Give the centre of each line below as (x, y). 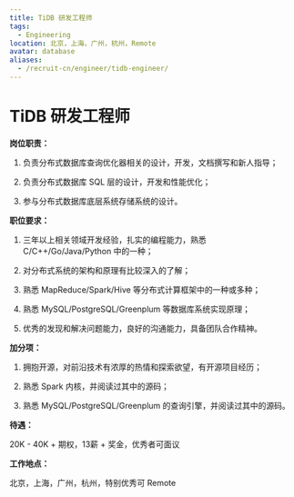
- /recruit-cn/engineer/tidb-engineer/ (93, 69)
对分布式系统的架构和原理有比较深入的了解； (106, 270)
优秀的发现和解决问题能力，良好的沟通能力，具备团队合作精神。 (142, 328)
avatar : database (42, 52)
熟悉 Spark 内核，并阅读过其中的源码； (96, 386)
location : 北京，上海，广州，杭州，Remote (83, 43)
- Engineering (44, 35)
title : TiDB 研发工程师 (51, 18)
